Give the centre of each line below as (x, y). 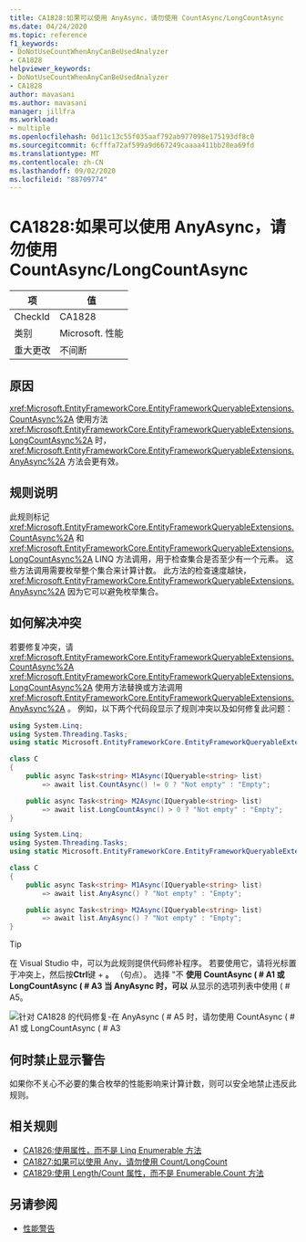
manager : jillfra (42, 111)
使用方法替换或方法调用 (139, 687)
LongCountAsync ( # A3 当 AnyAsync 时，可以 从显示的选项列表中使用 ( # (150, 986)
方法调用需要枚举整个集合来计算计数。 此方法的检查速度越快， (134, 570)
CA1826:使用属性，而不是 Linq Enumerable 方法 (112, 1150)
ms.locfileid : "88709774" (58, 179)
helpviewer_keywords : (51, 69)
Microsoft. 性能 (92, 333)
